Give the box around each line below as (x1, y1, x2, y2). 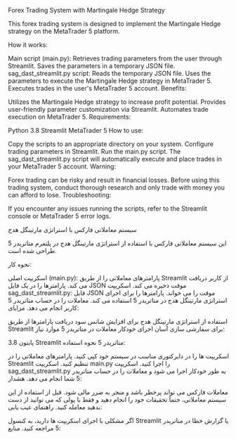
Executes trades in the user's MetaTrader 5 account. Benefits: (8, 84, 187, 92)
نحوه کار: (8, 260, 32, 268)
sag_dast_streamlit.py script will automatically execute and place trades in (8, 155, 222, 163)
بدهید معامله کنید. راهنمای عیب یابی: (8, 403, 103, 411)
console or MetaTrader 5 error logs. (8, 212, 111, 220)
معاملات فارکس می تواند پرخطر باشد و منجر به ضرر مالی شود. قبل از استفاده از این (8, 388, 228, 396)
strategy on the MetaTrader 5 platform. (8, 27, 120, 35)
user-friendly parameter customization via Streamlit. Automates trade (8, 105, 209, 113)
